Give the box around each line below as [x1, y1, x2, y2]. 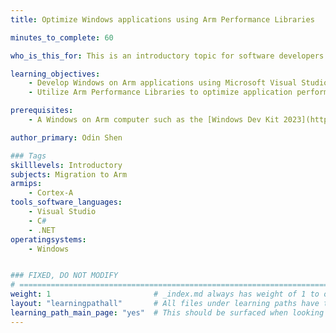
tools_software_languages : [10, 197, 123, 208]
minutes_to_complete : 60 [10, 32, 114, 43]
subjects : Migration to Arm [10, 169, 128, 180]
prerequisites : [10, 106, 74, 116]
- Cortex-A [28, 188, 74, 198]
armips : [10, 179, 43, 189]
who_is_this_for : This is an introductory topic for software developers [10, 51, 325, 61]
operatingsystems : [10, 234, 87, 245]
